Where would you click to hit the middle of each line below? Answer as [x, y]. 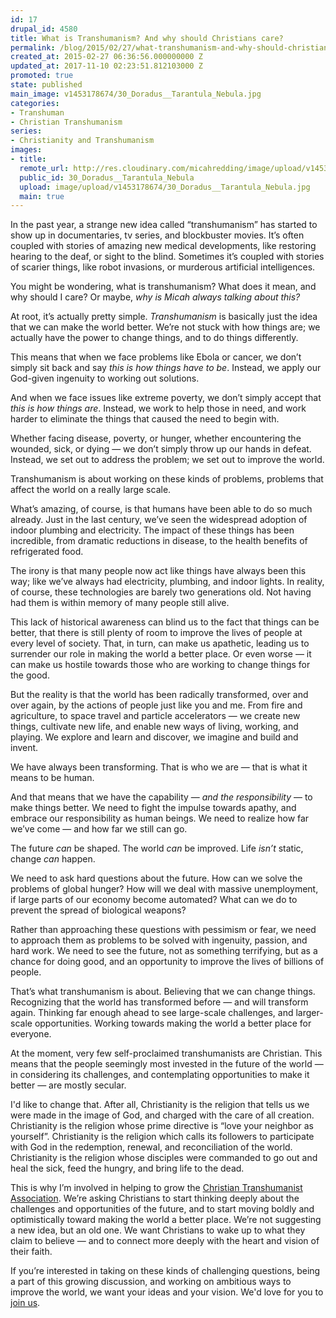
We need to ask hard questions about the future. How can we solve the [156, 878]
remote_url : [44, 168]
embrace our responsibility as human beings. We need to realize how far [160, 818]
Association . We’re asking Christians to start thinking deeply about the [155, 1198]
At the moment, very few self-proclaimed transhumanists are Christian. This [166, 1053]
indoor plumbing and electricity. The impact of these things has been [152, 530]
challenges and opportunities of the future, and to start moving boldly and [162, 1209]
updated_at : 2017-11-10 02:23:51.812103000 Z [106, 66]
